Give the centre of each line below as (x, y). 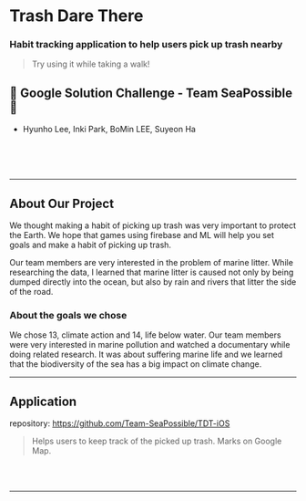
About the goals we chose (68, 316)
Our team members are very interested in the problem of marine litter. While (152, 263)
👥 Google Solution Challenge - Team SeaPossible (151, 93)
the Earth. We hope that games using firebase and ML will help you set (142, 235)
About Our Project (62, 203)
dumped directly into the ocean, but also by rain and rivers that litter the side (153, 282)
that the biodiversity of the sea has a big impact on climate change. (136, 364)
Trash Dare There (76, 16)
